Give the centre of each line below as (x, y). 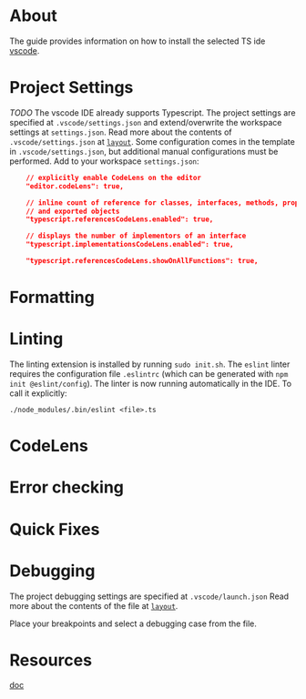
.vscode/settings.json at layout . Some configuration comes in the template (153, 141)
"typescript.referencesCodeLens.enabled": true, (120, 219)
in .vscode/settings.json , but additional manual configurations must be (144, 151)
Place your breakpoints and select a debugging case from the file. (133, 623)
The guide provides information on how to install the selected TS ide (138, 41)
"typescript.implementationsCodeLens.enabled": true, (130, 245)
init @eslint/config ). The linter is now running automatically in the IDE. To (151, 384)
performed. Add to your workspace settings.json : (104, 161)
